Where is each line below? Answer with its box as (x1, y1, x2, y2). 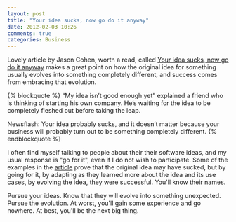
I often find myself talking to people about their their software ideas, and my (7, 148, 227, 157)
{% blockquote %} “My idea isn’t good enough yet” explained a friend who (7, 92, 223, 100)
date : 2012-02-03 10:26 (7, 23, 77, 30)
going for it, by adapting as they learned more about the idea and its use (7, 171, 216, 179)
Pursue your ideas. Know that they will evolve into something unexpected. (7, 192, 221, 200)
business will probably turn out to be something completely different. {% (7, 127, 218, 136)
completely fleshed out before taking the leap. (7, 106, 141, 115)
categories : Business (7, 36, 71, 43)
